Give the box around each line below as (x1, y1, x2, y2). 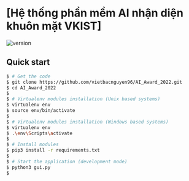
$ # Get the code (6, 73, 51, 79)
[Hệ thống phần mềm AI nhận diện (6, 6, 184, 20)
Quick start (6, 57, 50, 67)
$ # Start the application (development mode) (6, 158, 128, 164)
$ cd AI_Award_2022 (6, 84, 56, 91)
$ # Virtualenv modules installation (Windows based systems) (6, 119, 169, 125)
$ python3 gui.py (6, 164, 51, 171)
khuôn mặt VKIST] (6, 19, 102, 33)
